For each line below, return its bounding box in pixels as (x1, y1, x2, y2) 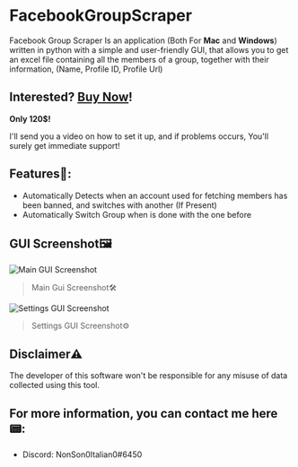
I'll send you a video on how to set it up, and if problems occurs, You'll (9, 131, 269, 142)
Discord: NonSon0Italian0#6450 (22, 449, 143, 460)
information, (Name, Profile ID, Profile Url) (9, 64, 163, 74)
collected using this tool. (9, 380, 101, 391)
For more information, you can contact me (9, 405, 250, 421)
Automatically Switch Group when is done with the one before (22, 209, 252, 220)
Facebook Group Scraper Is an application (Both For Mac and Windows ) (9, 35, 278, 46)
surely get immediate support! (9, 140, 121, 151)
